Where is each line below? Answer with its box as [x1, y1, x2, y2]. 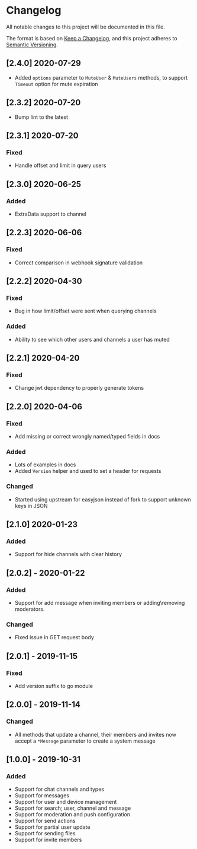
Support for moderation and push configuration [14, 811, 131, 818]
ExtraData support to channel [14, 210, 87, 217]
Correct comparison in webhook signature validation [14, 259, 143, 266]
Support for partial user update [14, 823, 91, 831]
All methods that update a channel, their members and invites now [14, 731, 176, 738]
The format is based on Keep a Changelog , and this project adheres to [6, 34, 177, 42]
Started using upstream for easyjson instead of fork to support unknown [14, 495, 191, 503]
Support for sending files [14, 830, 76, 837]
